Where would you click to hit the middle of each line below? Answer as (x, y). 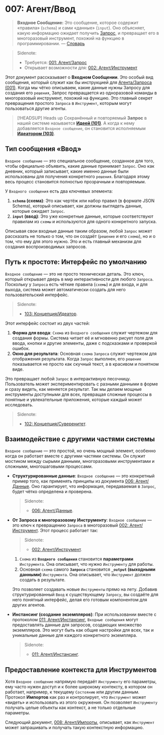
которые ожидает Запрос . (38, 211)
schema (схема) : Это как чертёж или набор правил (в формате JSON (83, 201)
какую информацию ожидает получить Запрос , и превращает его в (88, 33)
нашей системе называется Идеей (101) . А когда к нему (76, 123)
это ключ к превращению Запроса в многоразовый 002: (70, 525)
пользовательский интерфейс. (37, 295)
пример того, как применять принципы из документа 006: (73, 481)
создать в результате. (42, 580)
